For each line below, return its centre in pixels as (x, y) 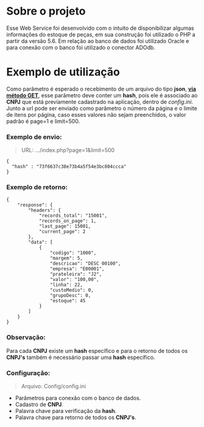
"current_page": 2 (62, 232)
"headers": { (45, 210)
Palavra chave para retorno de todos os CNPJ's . (76, 417)
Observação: (26, 338)
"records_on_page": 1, (68, 221)
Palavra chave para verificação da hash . (66, 411)
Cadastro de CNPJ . (39, 404)
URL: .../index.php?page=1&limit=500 (68, 150)
